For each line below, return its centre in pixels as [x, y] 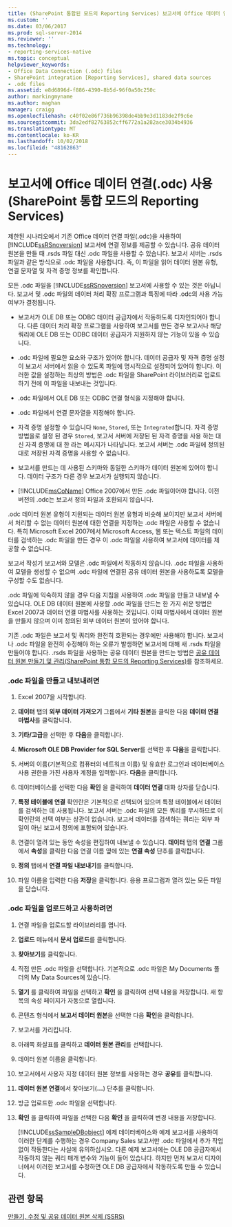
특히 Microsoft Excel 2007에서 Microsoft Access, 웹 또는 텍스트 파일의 [114, 531]
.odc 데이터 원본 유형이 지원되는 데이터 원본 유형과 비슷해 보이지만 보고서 [106, 514]
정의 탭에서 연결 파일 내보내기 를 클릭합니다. [75, 866]
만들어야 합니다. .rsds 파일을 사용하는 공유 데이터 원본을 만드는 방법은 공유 [107, 652]
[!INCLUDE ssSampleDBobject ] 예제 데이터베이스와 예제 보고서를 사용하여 [118, 1132]
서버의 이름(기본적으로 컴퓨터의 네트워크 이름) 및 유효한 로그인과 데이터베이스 [121, 764]
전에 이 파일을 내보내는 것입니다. [74, 383]
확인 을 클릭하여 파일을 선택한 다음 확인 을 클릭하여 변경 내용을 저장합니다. [117, 1117]
